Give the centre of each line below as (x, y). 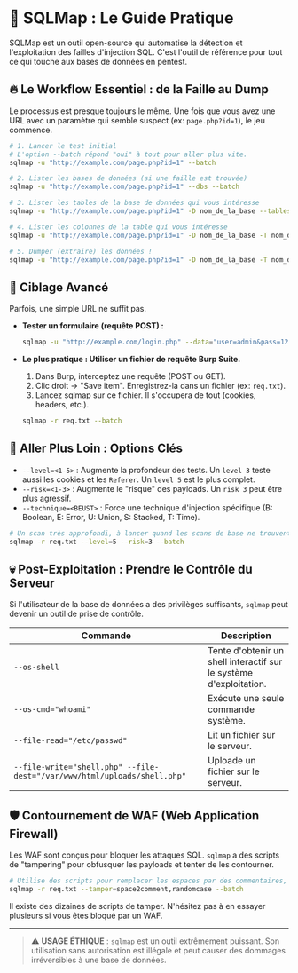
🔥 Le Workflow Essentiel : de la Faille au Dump (139, 89)
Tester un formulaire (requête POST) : (93, 326)
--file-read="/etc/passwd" (71, 741)
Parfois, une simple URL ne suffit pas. (78, 309)
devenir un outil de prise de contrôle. (77, 614)
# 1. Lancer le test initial (63, 146)
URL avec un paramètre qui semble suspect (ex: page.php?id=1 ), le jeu (137, 120)
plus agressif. (47, 498)
